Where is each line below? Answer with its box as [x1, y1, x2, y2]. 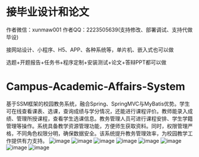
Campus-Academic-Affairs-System [6, 80, 185, 94]
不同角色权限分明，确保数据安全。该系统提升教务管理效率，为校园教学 [16, 130, 188, 137]
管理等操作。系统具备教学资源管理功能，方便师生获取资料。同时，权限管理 [6, 122, 188, 129]
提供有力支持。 [11, 137, 48, 144]
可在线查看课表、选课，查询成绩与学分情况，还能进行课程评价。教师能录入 [6, 107, 188, 114]
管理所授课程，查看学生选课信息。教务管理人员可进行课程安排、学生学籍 [16, 115, 193, 122]
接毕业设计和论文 [6, 5, 90, 19]
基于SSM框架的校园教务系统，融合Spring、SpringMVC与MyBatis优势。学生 [6, 100, 191, 107]
